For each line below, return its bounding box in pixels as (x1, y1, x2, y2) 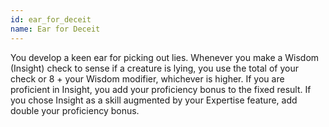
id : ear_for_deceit (10, 14, 92, 25)
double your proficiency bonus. (10, 104, 140, 116)
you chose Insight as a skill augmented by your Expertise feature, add (10, 94, 298, 106)
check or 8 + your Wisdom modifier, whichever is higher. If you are (10, 72, 285, 85)
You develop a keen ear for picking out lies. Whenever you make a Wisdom (10, 51, 320, 63)
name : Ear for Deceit (10, 24, 101, 34)
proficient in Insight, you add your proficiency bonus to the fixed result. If (10, 83, 312, 95)
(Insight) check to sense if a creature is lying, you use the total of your (10, 62, 299, 74)
